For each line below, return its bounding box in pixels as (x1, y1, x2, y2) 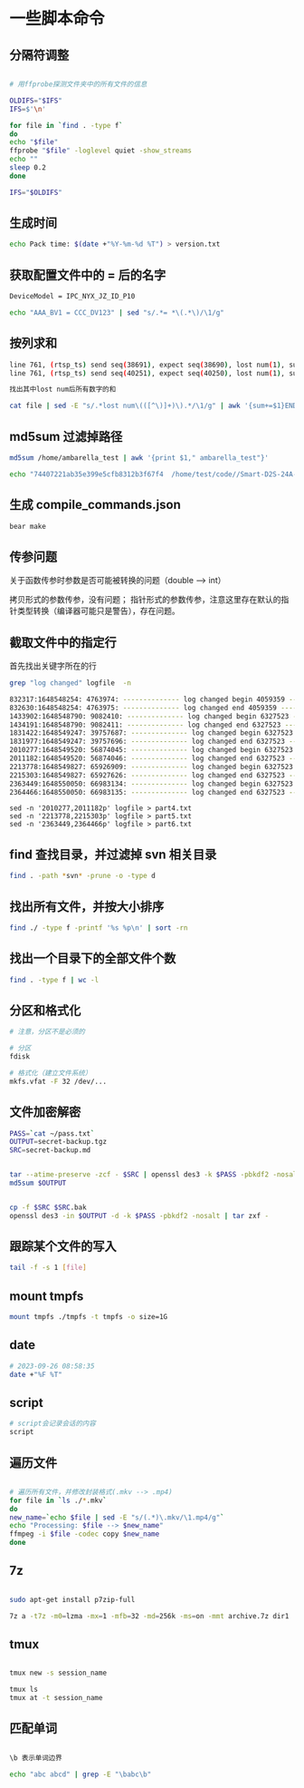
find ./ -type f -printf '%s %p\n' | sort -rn (9, 923, 188, 933)
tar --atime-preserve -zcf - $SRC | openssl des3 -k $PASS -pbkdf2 (9, 1170, 270, 1179)
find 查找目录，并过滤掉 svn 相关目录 (9, 846, 217, 862)
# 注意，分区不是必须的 (9, 1027, 86, 1037)
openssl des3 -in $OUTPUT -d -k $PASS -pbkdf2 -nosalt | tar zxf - (9, 1211, 270, 1220)
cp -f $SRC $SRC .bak (9, 1203, 88, 1212)
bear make (9, 522, 47, 531)
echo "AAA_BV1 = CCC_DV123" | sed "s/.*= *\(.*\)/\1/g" (9, 308, 224, 318)
